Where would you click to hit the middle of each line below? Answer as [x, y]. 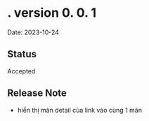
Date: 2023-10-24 [33, 32]
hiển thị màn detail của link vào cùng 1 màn [80, 110]
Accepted [21, 71]
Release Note [37, 93]
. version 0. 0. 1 [52, 13]
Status [22, 54]
